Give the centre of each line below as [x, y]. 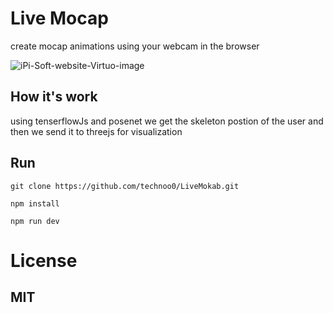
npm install [35, 203]
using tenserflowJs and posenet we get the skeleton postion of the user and [167, 121]
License [44, 260]
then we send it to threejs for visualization [96, 131]
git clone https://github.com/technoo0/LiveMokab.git [125, 186]
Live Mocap [59, 18]
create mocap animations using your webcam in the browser [135, 46]
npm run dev [35, 221]
